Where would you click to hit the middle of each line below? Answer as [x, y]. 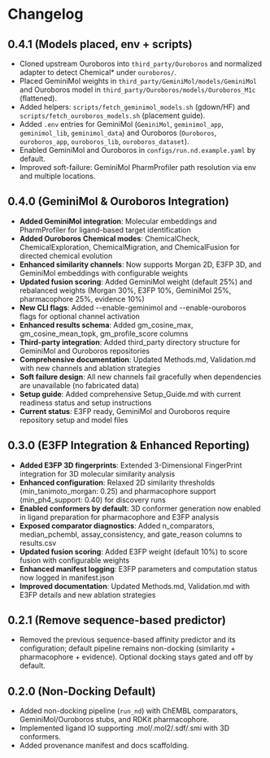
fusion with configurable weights [74, 560]
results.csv [38, 542]
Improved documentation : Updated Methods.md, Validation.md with [134, 586]
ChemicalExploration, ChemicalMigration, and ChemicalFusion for [129, 247]
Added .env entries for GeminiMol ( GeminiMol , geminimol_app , [122, 124]
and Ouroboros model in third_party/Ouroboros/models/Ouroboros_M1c [137, 89]
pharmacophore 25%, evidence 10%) [82, 298]
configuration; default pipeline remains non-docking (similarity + [127, 648]
